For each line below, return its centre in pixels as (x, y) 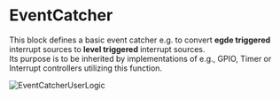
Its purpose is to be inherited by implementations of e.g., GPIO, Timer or (140, 58)
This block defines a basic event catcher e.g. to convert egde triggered (140, 40)
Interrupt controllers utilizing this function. (86, 68)
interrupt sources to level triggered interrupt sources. (107, 49)
